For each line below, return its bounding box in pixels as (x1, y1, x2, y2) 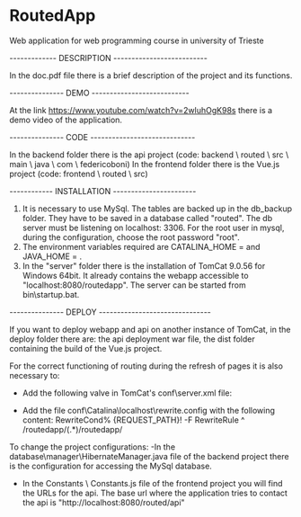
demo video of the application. (9, 114, 123, 125)
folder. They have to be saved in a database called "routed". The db (22, 212, 273, 223)
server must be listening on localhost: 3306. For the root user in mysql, (22, 222, 285, 233)
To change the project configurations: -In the (9, 441, 176, 452)
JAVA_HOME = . (22, 251, 83, 262)
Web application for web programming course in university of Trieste (9, 35, 264, 46)
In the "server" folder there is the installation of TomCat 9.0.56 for (22, 260, 266, 271)
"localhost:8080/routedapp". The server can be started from (22, 280, 246, 290)
